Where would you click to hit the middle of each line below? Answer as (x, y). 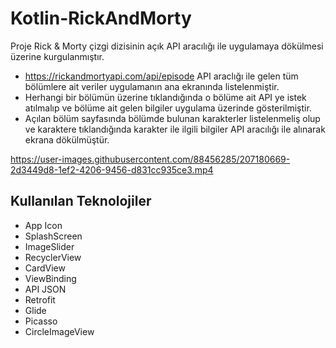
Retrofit (40, 299)
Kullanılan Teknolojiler (81, 201)
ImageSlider (49, 246)
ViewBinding (50, 278)
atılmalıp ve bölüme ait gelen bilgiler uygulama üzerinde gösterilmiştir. (168, 108)
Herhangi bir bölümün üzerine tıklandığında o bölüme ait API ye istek (165, 97)
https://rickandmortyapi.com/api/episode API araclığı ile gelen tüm (161, 76)
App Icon (43, 225)
